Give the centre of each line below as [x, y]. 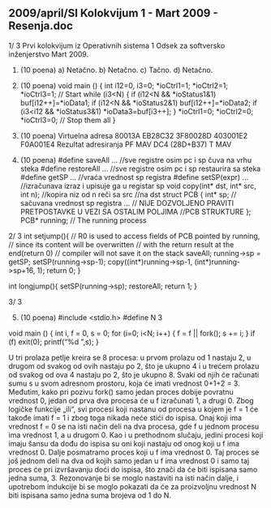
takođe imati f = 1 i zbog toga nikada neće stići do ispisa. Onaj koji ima [125, 417]
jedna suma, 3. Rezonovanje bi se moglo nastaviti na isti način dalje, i [124, 478]
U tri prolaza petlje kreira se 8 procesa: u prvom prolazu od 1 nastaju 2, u [130, 357]
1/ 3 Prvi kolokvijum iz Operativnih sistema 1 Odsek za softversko [117, 45]
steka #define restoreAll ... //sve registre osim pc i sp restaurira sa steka [140, 169]
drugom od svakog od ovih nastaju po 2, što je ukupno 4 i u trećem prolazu [134, 366]
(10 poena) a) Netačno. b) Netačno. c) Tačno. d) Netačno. [116, 70]
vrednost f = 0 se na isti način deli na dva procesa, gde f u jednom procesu [134, 426]
